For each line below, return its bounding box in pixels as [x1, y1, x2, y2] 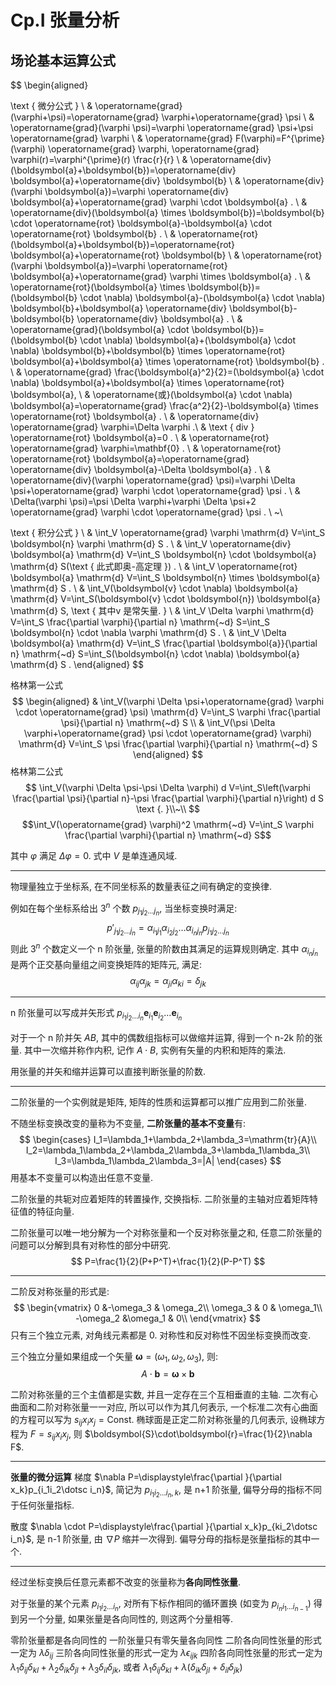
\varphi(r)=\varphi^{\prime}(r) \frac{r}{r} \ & [10, 154, 188, 165]
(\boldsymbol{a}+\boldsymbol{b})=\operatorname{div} [10, 164, 237, 176]
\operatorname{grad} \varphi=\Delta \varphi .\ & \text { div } [10, 421, 255, 433]
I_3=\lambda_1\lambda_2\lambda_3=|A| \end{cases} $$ [54, 1154, 282, 1166]
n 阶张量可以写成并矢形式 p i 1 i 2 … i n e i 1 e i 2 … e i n [10, 1007, 183, 1023]
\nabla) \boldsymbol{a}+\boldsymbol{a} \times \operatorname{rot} [10, 377, 285, 388]
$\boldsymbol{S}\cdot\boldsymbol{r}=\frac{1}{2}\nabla [84, 1428, 313, 1440]
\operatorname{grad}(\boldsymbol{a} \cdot [10, 324, 190, 335]
